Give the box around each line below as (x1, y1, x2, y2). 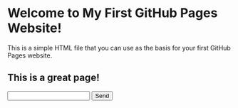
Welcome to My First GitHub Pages (7, 5, 218, 21)
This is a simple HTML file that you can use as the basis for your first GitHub (7, 43, 232, 52)
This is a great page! (7, 72, 100, 84)
